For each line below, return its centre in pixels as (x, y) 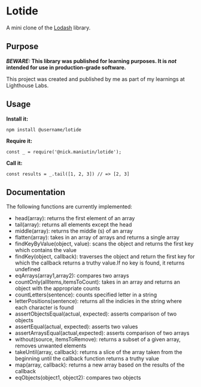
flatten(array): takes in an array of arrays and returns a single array (97, 238)
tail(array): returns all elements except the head (73, 225)
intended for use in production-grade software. (66, 67)
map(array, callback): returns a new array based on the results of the (100, 365)
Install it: (17, 119)
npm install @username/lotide (44, 130)
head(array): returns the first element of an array (75, 218)
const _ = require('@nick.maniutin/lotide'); (64, 152)
